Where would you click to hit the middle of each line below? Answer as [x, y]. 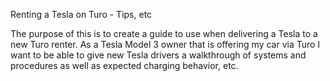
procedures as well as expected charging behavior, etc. [124, 65]
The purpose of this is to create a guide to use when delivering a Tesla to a [164, 33]
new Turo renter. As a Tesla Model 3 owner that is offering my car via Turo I [165, 44]
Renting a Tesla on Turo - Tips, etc [81, 14]
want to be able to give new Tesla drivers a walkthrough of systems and [158, 55]
